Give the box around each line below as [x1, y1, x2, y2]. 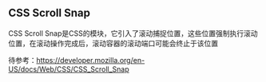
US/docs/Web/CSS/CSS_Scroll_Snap [8, 64, 129, 74]
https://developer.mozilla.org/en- [36, 55, 145, 64]
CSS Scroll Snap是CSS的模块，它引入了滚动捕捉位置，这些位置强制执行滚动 [8, 28, 258, 38]
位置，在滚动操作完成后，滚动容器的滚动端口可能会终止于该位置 [8, 38, 218, 48]
